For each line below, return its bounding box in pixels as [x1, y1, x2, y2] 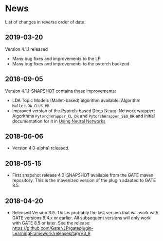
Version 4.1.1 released [5, 46, 48, 52]
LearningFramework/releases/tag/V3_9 [12, 230, 91, 236]
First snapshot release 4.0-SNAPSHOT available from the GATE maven [12, 172, 154, 178]
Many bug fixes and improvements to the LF [12, 56, 101, 61]
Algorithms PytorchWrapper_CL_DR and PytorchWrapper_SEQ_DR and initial [12, 113, 155, 119]
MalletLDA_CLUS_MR [12, 103, 50, 108]
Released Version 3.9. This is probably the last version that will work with [12, 210, 159, 215]
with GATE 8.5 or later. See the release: [12, 220, 91, 226]
